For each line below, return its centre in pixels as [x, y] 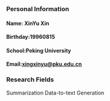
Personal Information [38, 9]
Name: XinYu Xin [28, 23]
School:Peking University [39, 50]
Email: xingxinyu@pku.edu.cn [44, 64]
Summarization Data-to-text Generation [55, 93]
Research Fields [30, 79]
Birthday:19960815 [31, 37]
